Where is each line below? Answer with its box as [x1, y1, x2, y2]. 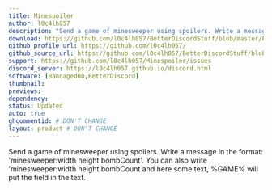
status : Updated [8, 102, 63, 110]
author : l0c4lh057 [8, 19, 70, 27]
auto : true [8, 110, 45, 118]
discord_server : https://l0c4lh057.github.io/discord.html [8, 65, 212, 73]
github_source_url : [8, 49, 74, 57]
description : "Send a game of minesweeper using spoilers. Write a [8, 27, 241, 35]
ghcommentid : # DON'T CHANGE [8, 117, 107, 125]
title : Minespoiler [8, 11, 74, 20]
